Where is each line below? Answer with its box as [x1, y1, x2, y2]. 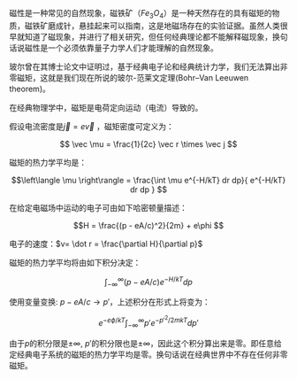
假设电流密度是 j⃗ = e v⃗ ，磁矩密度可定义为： [9, 120, 174, 131]
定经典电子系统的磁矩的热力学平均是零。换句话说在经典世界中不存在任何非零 [9, 349, 288, 360]
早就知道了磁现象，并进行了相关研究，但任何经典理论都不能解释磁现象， [9, 31, 272, 42]
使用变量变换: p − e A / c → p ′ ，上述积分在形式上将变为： [9, 297, 210, 307]
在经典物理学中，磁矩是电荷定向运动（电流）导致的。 [9, 102, 203, 112]
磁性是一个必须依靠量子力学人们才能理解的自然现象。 [24, 43, 218, 53]
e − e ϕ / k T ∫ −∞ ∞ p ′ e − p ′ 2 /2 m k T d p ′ [98, 314, 199, 330]
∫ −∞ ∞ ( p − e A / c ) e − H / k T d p [104, 275, 193, 290]
